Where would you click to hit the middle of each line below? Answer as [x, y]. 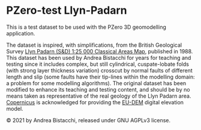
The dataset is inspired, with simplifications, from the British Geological [94, 45]
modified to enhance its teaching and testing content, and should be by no [98, 89]
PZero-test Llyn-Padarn [67, 10]
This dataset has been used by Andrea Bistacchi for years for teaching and [99, 58]
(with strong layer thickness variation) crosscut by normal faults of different [100, 70]
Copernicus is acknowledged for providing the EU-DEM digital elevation [95, 102]
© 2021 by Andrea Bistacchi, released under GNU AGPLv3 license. [88, 120]
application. [21, 33]
